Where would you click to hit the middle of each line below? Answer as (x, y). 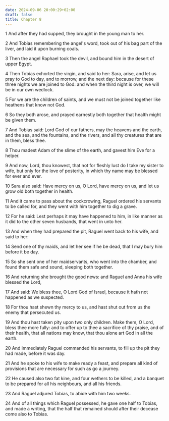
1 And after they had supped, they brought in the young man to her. (75, 34)
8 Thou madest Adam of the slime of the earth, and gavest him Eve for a (80, 150)
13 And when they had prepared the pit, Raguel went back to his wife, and (82, 231)
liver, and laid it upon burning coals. (42, 49)
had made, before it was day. (35, 353)
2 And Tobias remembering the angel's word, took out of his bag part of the (84, 43)
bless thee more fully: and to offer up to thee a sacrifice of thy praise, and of (84, 328)
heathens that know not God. (35, 105)
